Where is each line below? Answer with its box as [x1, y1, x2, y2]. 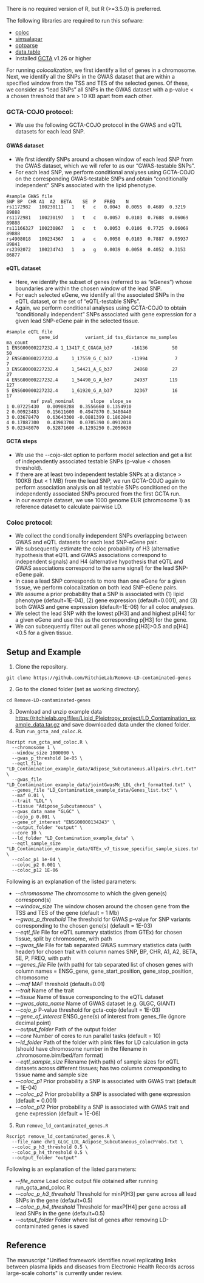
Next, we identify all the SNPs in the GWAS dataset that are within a [6, 73, 175, 80]
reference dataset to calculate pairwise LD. [15, 503, 123, 510]
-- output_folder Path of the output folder [15, 1026, 117, 1033]
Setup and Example [6, 647, 81, 657]
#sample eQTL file [6, 329, 53, 335]
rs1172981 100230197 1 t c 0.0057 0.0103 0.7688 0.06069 [6, 215, 189, 221]
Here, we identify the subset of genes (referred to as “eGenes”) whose [15, 278, 192, 285]
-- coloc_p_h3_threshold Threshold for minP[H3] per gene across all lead [15, 1190, 197, 1198]
